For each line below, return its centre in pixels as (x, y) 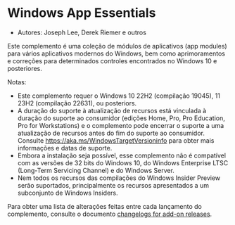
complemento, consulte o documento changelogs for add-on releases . (110, 214)
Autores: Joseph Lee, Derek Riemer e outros (82, 32)
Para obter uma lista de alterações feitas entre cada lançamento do (104, 206)
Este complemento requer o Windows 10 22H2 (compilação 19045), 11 (119, 96)
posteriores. (25, 68)
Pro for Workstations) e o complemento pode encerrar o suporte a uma (121, 125)
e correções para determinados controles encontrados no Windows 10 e (112, 60)
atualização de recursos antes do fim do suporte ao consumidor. (111, 133)
